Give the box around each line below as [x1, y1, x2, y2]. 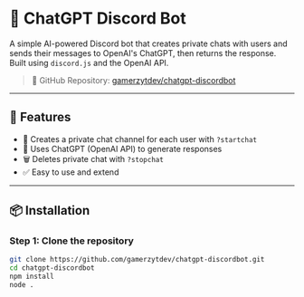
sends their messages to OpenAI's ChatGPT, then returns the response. [9, 47, 277, 58]
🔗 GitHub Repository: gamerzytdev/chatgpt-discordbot [31, 74, 236, 85]
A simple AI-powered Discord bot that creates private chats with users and [9, 38, 288, 49]
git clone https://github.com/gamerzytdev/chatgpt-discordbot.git [9, 255, 265, 264]
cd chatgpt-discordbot [9, 263, 95, 273]
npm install [9, 272, 54, 282]
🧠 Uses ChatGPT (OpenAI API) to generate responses [22, 143, 223, 154]
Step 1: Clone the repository [9, 235, 134, 247]
